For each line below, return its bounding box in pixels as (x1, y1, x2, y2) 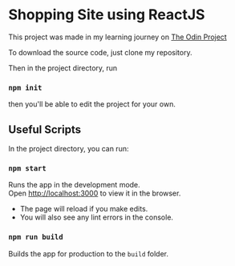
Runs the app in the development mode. (8, 180, 140, 190)
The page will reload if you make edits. (19, 204, 148, 214)
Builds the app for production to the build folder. (8, 248, 169, 258)
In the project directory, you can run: (8, 144, 129, 154)
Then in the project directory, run (8, 62, 118, 73)
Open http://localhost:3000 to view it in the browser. (8, 188, 181, 198)
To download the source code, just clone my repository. (8, 47, 192, 57)
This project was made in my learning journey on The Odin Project (8, 32, 227, 42)
